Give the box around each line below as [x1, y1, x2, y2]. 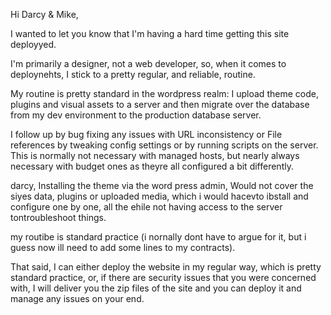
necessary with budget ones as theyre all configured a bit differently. [10, 160, 294, 172]
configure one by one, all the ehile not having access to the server [10, 201, 283, 213]
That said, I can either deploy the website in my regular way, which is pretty [10, 261, 322, 273]
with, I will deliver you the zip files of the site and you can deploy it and [10, 282, 302, 294]
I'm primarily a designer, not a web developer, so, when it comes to [10, 58, 287, 69]
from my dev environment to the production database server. [10, 109, 262, 121]
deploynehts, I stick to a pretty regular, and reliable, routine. [10, 69, 256, 80]
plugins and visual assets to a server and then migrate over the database [10, 99, 310, 110]
